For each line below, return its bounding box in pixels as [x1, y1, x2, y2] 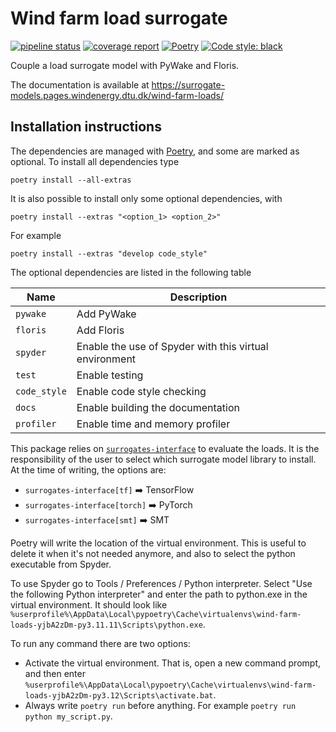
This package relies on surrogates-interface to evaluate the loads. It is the [10, 442, 320, 454]
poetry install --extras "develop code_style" [10, 248, 208, 259]
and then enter [24, 667, 86, 679]
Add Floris [76, 323, 125, 337]
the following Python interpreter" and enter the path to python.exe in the [10, 588, 308, 600]
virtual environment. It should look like [10, 598, 168, 611]
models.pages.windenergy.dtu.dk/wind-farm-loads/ [10, 89, 225, 101]
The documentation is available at [10, 78, 150, 91]
